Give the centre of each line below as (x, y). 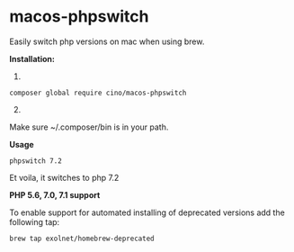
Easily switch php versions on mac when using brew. (107, 41)
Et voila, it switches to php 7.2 (64, 177)
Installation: (32, 58)
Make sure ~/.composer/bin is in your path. (89, 127)
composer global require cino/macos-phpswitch (98, 93)
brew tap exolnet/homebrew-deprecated (82, 238)
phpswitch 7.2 (36, 161)
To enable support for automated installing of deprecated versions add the (147, 212)
